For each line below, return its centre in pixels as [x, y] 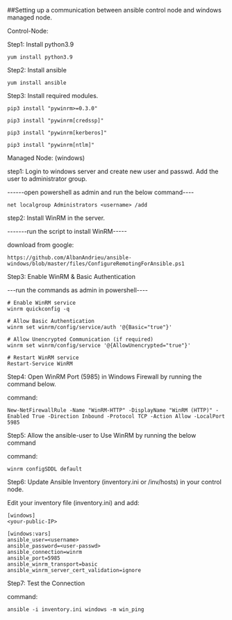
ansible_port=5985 [34, 558]
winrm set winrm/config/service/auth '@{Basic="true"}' [90, 327]
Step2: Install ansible [37, 70]
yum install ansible [37, 83]
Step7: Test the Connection [46, 583]
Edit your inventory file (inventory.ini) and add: [74, 503]
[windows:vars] [29, 534]
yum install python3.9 [40, 57]
